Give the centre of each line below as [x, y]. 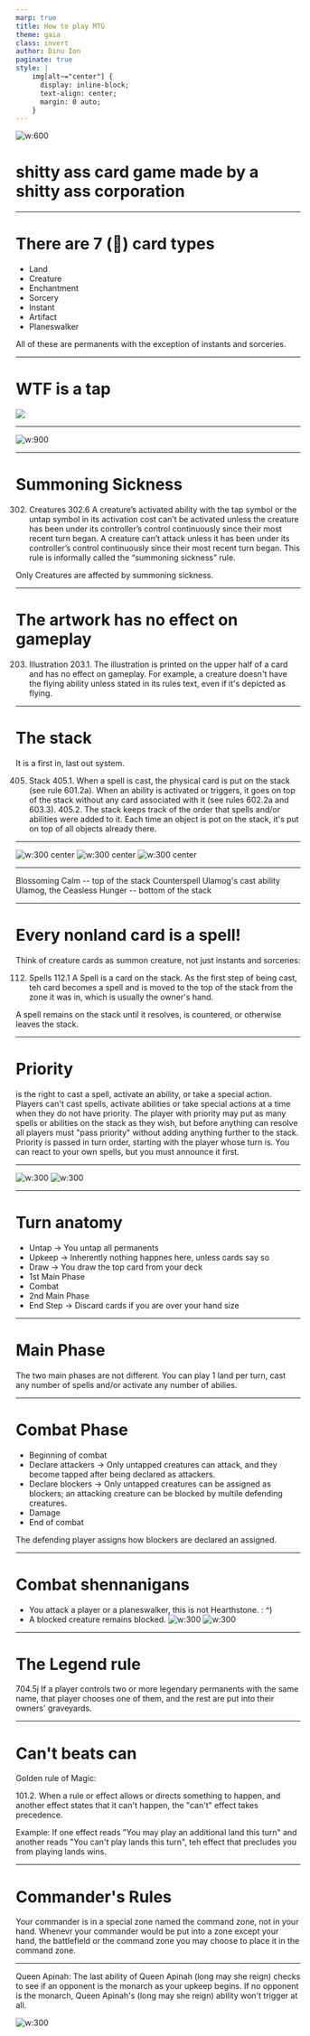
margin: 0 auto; [70, 102]
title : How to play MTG [61, 26]
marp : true [36, 18]
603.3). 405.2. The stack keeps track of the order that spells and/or [154, 809]
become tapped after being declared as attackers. [122, 1474]
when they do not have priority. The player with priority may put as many [151, 1113]
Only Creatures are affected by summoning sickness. [115, 575]
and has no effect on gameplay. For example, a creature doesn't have [158, 673]
